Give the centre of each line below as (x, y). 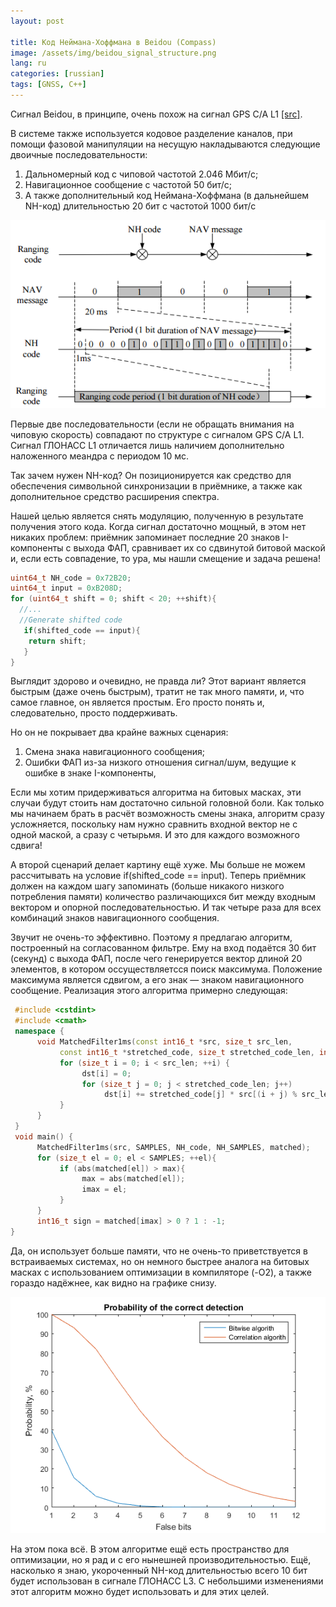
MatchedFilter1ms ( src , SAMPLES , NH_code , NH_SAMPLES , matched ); (173, 1147)
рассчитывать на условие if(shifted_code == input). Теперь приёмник (158, 876)
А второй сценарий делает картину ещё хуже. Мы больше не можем (158, 865)
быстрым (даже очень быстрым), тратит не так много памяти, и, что (157, 692)
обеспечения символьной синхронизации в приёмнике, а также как (156, 486)
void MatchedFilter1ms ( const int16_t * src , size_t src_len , (164, 1042)
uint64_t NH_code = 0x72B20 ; (71, 578)
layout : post (37, 21)
